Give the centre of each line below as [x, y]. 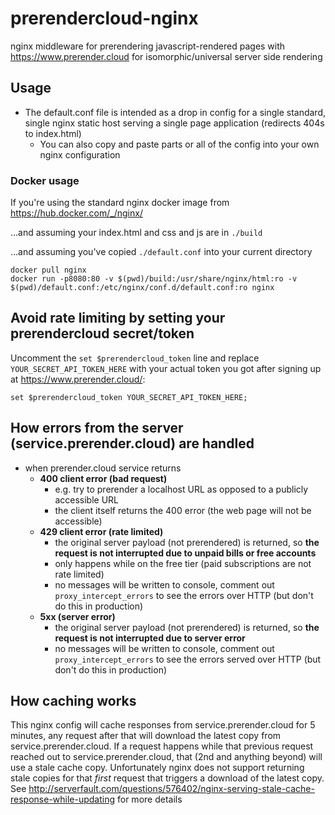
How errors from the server [97, 428]
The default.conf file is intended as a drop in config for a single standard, [175, 112]
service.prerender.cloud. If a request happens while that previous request [162, 746]
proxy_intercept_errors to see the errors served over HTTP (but [188, 659]
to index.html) [53, 133]
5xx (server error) [77, 616]
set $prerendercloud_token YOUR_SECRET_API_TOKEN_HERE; [129, 397]
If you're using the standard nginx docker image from [120, 203]
